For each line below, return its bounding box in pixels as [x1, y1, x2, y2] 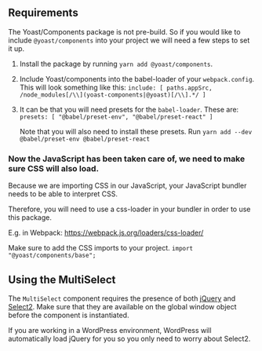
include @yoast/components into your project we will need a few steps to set [8, 35, 250, 45]
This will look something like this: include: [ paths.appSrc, [19, 82, 213, 92]
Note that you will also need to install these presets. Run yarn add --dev [19, 126, 253, 136]
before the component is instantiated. [8, 310, 129, 320]
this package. [8, 213, 53, 222]
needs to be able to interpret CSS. [8, 189, 118, 199]
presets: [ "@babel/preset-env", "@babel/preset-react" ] [19, 113, 213, 121]
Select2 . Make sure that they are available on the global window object [8, 302, 237, 311]
